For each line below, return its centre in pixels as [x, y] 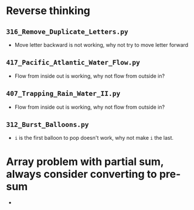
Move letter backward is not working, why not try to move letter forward [101, 45]
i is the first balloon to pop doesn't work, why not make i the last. [94, 138]
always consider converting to [81, 174]
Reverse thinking [48, 11]
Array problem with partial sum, [85, 161]
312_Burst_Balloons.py [47, 125]
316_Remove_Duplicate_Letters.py [67, 32]
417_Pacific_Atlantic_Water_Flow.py [73, 63]
